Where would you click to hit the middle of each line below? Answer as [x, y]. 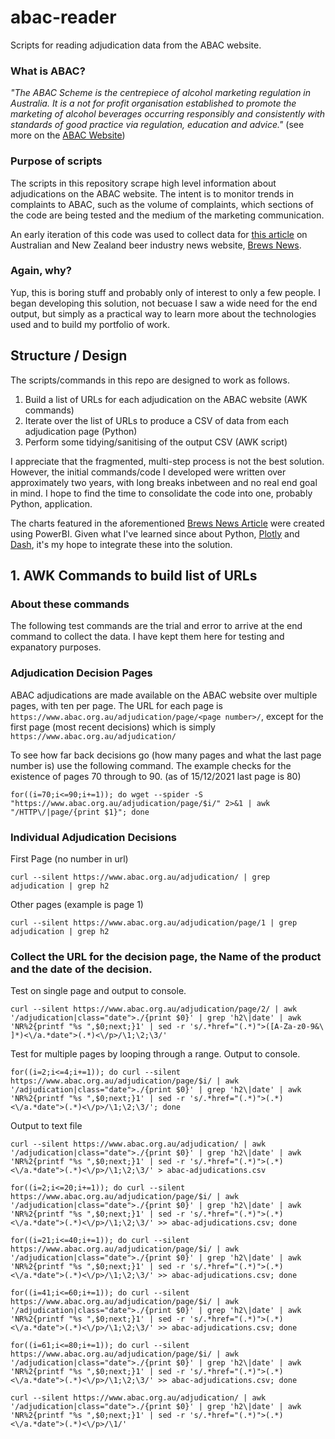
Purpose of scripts [56, 161]
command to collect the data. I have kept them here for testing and [147, 637]
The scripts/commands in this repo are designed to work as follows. [150, 380]
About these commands [70, 604]
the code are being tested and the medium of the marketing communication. [167, 215]
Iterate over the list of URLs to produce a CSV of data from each [156, 420]
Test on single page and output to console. [98, 991]
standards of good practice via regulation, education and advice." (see [157, 125]
